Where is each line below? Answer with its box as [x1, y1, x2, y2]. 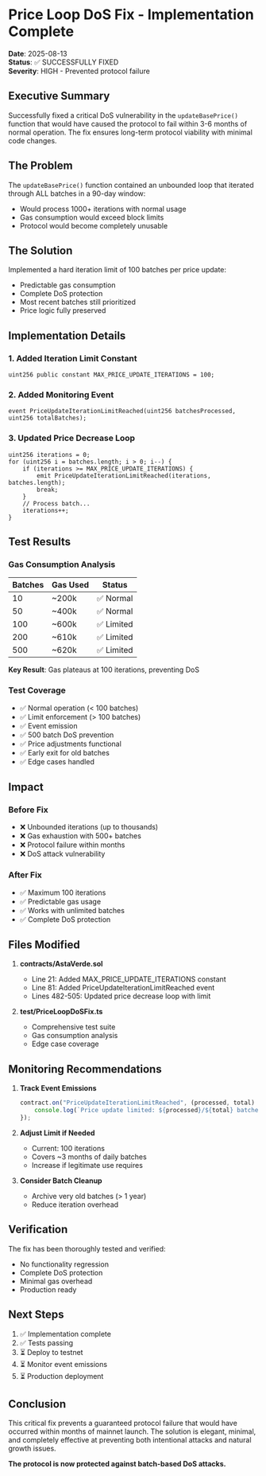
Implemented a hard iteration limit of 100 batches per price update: [8, 265, 227, 275]
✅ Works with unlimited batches [19, 905, 125, 915]
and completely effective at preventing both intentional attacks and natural [8, 1435, 252, 1445]
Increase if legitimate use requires [31, 1160, 143, 1169]
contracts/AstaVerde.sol [19, 959, 103, 969]
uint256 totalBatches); [8, 414, 87, 423]
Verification [8, 1223, 68, 1236]
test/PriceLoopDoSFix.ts [19, 1007, 103, 1017]
